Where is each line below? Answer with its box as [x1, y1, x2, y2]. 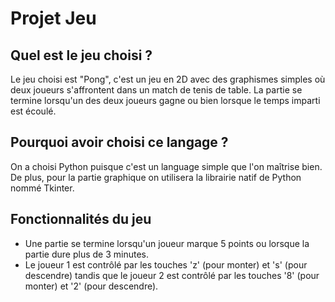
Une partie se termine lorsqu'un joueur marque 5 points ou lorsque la [24, 237, 310, 249]
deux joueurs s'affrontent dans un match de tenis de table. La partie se [10, 84, 303, 96]
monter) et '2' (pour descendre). [24, 280, 159, 292]
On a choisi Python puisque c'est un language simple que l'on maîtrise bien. [10, 160, 323, 172]
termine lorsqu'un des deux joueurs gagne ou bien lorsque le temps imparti [10, 95, 321, 106]
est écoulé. [10, 105, 57, 117]
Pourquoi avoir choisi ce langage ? [10, 134, 229, 151]
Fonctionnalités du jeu [10, 211, 152, 228]
